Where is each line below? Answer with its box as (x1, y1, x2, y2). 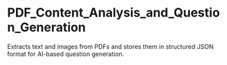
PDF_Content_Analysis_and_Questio (7, 5, 220, 21)
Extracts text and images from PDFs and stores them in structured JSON (7, 42, 214, 50)
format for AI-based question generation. (7, 50, 125, 58)
